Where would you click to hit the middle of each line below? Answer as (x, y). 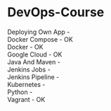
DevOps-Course (56, 12)
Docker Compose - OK (40, 39)
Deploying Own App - (39, 32)
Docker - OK (25, 47)
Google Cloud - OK (35, 54)
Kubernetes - (26, 84)
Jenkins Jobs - (29, 69)
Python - (20, 92)
